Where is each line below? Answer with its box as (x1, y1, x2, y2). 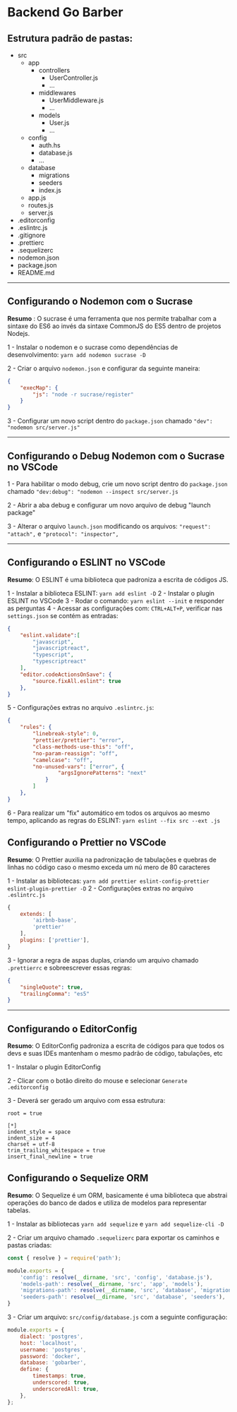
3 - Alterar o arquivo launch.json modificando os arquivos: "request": (7, 522, 212, 530)
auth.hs (38, 141, 61, 149)
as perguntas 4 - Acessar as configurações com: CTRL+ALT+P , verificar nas (7, 604, 223, 613)
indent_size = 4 (7, 1135, 55, 1142)
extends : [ (20, 910, 52, 917)
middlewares (38, 89, 76, 97)
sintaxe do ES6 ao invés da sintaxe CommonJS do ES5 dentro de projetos (7, 322, 221, 330)
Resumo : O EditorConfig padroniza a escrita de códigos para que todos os (7, 1042, 224, 1050)
